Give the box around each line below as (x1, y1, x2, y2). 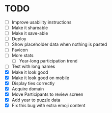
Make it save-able (11, 30, 48, 36)
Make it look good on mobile (11, 75, 70, 81)
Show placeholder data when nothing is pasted (11, 41, 108, 47)
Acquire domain (11, 85, 44, 91)
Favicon (11, 47, 28, 53)
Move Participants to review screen (11, 91, 84, 97)
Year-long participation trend (19, 58, 78, 64)
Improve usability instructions (11, 19, 72, 25)
